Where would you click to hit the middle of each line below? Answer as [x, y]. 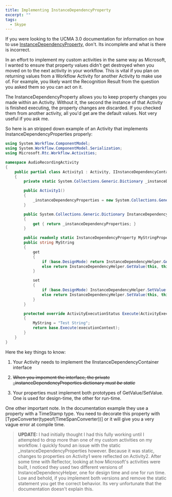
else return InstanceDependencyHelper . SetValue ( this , [100, 295]
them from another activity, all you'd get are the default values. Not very [81, 113]
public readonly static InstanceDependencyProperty [80, 238]
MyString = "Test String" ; [61, 323]
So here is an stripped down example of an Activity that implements [77, 129]
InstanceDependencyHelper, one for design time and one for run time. [92, 472]
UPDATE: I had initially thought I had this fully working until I [81, 434]
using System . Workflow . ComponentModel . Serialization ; [64, 148]
